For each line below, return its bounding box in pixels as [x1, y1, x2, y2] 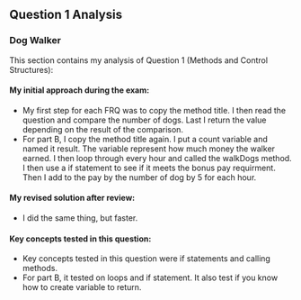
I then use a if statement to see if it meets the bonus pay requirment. [22, 162, 276, 173]
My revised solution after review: [9, 193, 136, 204]
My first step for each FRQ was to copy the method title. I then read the [22, 105, 287, 115]
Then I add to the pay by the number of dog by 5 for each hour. [22, 171, 257, 183]
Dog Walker [9, 34, 61, 47]
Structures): [9, 64, 54, 75]
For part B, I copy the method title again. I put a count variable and [22, 133, 268, 144]
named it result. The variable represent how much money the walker [22, 143, 276, 154]
